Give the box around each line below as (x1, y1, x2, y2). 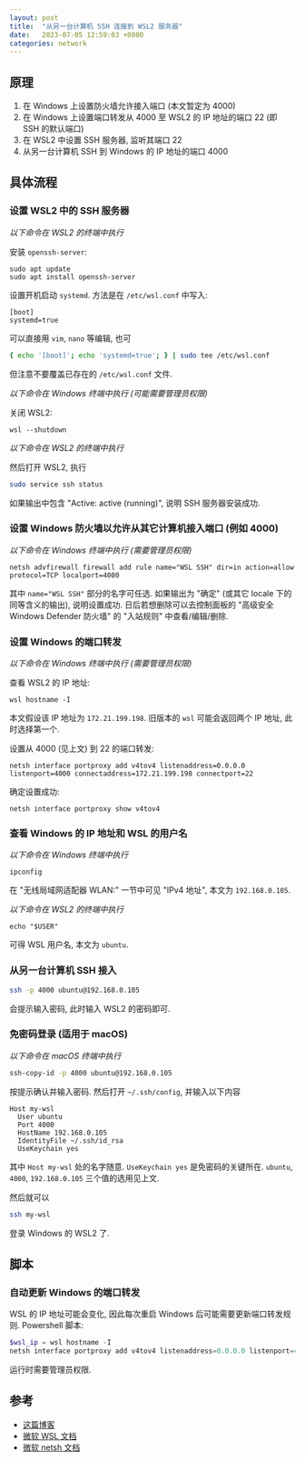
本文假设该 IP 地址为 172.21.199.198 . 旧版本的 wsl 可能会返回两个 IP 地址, (9, 713, 283, 724)
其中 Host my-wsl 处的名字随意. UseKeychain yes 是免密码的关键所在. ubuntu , (9, 1161, 293, 1172)
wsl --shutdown (9, 425, 67, 435)
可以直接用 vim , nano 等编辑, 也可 (9, 333, 132, 344)
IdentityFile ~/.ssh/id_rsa (17, 1136, 124, 1146)
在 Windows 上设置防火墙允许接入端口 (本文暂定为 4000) (22, 101, 236, 112)
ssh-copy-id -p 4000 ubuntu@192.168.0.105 (9, 1068, 172, 1077)
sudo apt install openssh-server (9, 272, 136, 282)
